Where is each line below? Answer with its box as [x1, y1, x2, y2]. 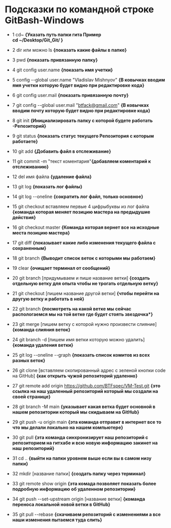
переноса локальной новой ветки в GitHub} [12, 501, 111, 507]
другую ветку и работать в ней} [12, 296, 85, 302]
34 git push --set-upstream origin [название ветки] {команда [12, 496, 145, 502]
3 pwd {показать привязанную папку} [12, 56, 98, 63]
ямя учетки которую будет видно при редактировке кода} [12, 82, 144, 88]
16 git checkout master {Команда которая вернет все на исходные [12, 224, 160, 230]
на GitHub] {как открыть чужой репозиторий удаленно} [12, 373, 138, 379]
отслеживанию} [12, 163, 49, 170]
